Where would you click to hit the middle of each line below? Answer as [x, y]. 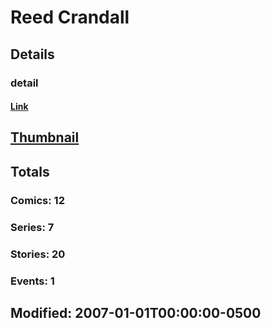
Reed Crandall [70, 17]
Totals [30, 171]
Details [32, 54]
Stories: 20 [38, 254]
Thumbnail [45, 137]
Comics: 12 [37, 200]
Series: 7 [32, 227]
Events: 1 [32, 281]
